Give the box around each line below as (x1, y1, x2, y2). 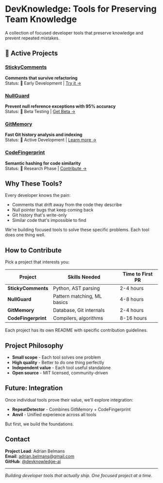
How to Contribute (5, 246, 62, 254)
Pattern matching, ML (53, 293, 102, 300)
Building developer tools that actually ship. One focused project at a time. (5, 472, 153, 478)
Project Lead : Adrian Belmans (5, 448, 65, 454)
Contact (5, 435, 30, 444)
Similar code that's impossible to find (12, 217, 86, 223)
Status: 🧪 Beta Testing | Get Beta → (5, 108, 76, 114)
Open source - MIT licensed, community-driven (12, 369, 108, 376)
